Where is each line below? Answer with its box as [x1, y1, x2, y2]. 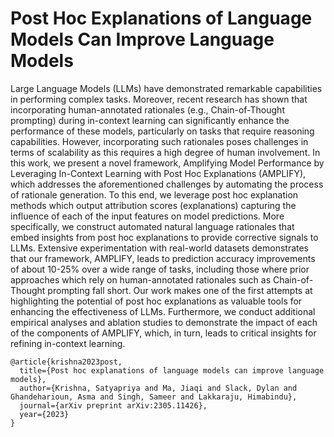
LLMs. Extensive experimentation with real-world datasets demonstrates [10, 242, 310, 254]
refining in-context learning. [10, 337, 126, 349]
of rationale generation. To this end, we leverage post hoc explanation [10, 188, 299, 201]
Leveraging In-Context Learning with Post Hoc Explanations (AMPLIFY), [10, 167, 307, 179]
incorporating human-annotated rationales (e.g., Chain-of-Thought [10, 103, 285, 116]
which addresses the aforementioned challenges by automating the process [10, 178, 324, 190]
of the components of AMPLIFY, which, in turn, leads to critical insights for [10, 327, 317, 339]
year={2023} [19, 409, 70, 419]
